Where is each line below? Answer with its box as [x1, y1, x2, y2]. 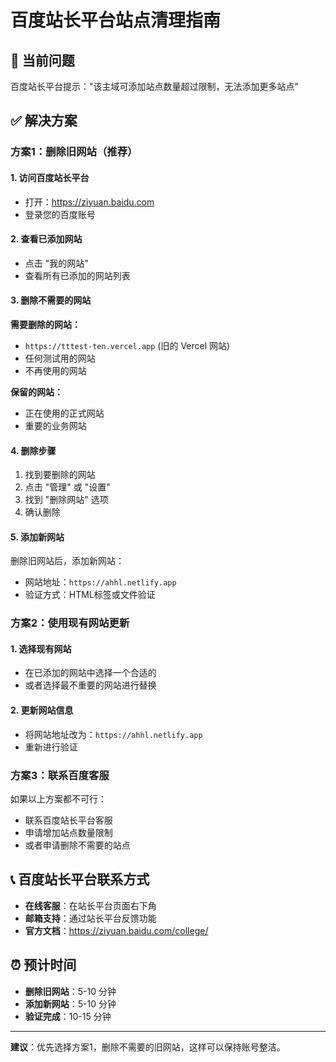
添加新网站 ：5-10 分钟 [24, 997, 117, 1010]
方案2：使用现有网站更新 [10, 616, 130, 630]
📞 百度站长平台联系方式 [10, 871, 150, 888]
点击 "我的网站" [24, 257, 89, 269]
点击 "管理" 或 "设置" [24, 481, 111, 493]
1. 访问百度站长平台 [10, 171, 90, 183]
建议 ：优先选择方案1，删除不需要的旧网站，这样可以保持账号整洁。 [10, 1041, 286, 1053]
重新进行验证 [24, 741, 78, 753]
